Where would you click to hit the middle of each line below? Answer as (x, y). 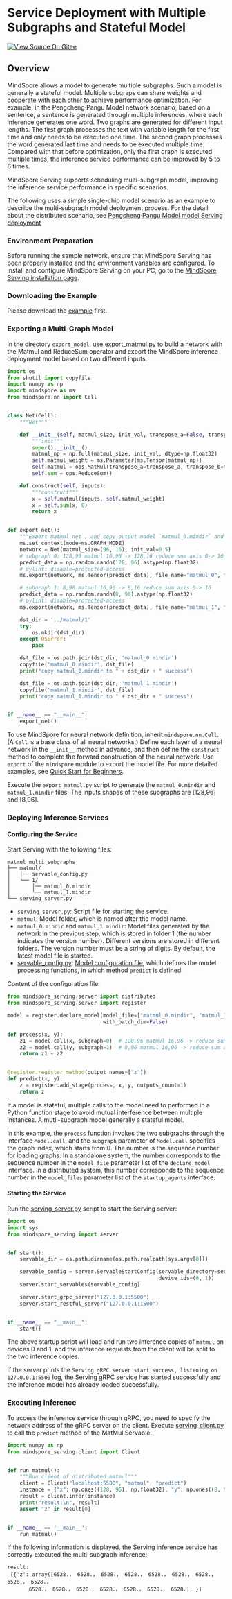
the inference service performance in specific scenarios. (88, 187)
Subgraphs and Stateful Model (97, 27)
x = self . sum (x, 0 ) (60, 505)
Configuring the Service (42, 834)
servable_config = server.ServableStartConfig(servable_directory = (118, 1272)
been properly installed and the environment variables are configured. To (111, 263)
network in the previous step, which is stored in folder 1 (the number (114, 933)
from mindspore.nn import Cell (52, 397)
